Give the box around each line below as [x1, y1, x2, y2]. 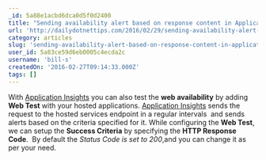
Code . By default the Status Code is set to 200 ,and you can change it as [8, 134, 247, 143]
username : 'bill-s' [8, 56, 73, 64]
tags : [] [8, 70, 37, 78]
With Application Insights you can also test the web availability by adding [8, 92, 249, 101]
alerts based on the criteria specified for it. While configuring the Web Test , [8, 117, 255, 127]
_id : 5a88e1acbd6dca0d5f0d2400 [8, 11, 112, 20]
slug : [8, 41, 26, 49]
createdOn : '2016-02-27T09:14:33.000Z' [8, 63, 140, 71]
